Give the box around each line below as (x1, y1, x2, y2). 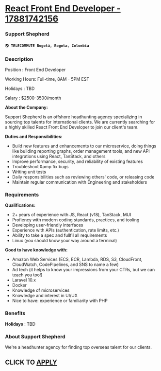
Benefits (5, 310, 26, 317)
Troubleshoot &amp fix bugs (12, 164, 69, 169)
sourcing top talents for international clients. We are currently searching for (5, 119, 155, 124)
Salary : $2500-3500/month (5, 95, 62, 101)
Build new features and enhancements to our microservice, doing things (12, 143, 157, 149)
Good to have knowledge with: (5, 247, 68, 253)
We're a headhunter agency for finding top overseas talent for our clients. (5, 344, 152, 350)
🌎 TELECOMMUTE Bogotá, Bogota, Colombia (5, 43, 89, 48)
